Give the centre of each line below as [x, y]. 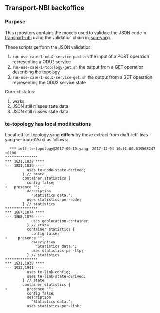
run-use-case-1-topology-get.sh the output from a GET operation [78, 67]
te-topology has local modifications [48, 124]
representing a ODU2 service [41, 61]
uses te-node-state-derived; [56, 170]
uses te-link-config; [48, 272]
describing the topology [36, 72]
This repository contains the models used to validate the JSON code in [76, 32]
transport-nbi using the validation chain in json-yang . [58, 37]
